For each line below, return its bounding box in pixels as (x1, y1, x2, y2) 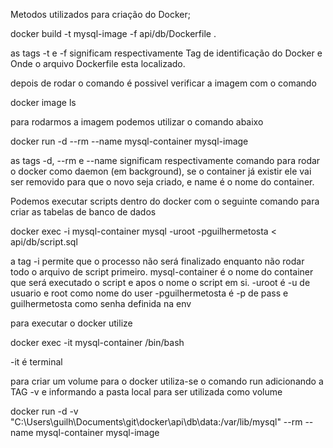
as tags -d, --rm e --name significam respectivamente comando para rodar (10, 155, 321, 166)
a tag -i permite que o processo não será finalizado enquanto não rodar (10, 255, 305, 267)
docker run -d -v (10, 405, 79, 417)
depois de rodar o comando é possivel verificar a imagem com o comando (10, 77, 317, 89)
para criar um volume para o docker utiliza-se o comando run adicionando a (10, 375, 324, 387)
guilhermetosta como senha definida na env (10, 298, 192, 309)
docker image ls (10, 97, 77, 108)
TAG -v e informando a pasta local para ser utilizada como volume (10, 386, 283, 398)
